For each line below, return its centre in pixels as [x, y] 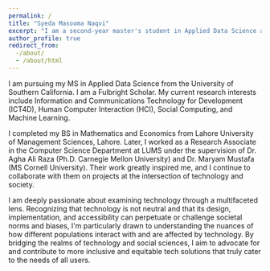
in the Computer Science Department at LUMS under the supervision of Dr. [133, 150]
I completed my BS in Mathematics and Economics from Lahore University [131, 133]
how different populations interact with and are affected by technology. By [131, 234]
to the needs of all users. [49, 260]
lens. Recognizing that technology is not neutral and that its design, [120, 208]
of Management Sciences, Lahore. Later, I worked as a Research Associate [133, 142]
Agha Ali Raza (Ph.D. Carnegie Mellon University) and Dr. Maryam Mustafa [131, 158]
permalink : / [30, 16]
